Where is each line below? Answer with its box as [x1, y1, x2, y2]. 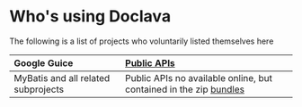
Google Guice [13, 56, 74, 69]
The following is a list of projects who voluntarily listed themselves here [9, 36, 274, 46]
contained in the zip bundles [125, 83, 245, 95]
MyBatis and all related [13, 71, 111, 84]
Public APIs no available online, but [125, 71, 272, 84]
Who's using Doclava [9, 6, 172, 27]
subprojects [13, 83, 65, 95]
